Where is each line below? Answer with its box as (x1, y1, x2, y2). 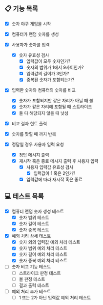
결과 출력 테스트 (19, 282, 49, 288)
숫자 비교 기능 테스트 (11, 264, 51, 270)
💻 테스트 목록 (4, 192, 44, 200)
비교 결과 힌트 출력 (11, 120, 47, 126)
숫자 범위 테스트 (19, 214, 49, 220)
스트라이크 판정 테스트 (19, 270, 62, 276)
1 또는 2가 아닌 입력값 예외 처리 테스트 (19, 294, 91, 301)
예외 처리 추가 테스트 (11, 288, 51, 294)
